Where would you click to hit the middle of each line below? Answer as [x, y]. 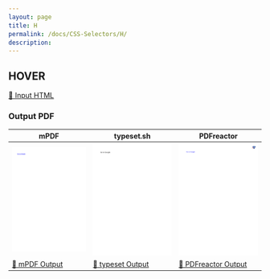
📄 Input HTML [31, 96]
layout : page [30, 17]
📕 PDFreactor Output [213, 265]
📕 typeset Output [121, 265]
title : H [23, 25]
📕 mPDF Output [37, 265]
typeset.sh [132, 136]
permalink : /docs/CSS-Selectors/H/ [68, 34]
